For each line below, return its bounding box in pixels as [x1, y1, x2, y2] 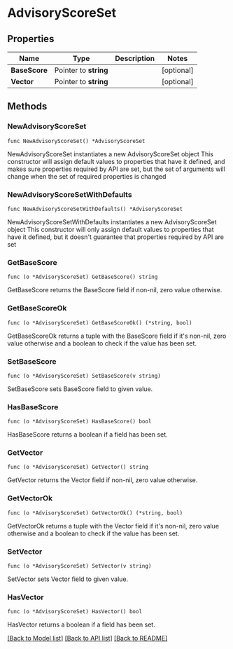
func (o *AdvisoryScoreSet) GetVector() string [7, 464, 149, 471]
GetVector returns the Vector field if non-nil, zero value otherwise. [7, 476, 198, 484]
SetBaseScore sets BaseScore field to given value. [7, 384, 153, 393]
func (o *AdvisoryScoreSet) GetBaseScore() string [7, 273, 158, 281]
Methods [7, 100, 48, 113]
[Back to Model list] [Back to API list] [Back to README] [7, 634, 168, 643]
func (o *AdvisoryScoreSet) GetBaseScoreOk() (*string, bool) [7, 319, 192, 327]
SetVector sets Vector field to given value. [7, 575, 129, 583]
